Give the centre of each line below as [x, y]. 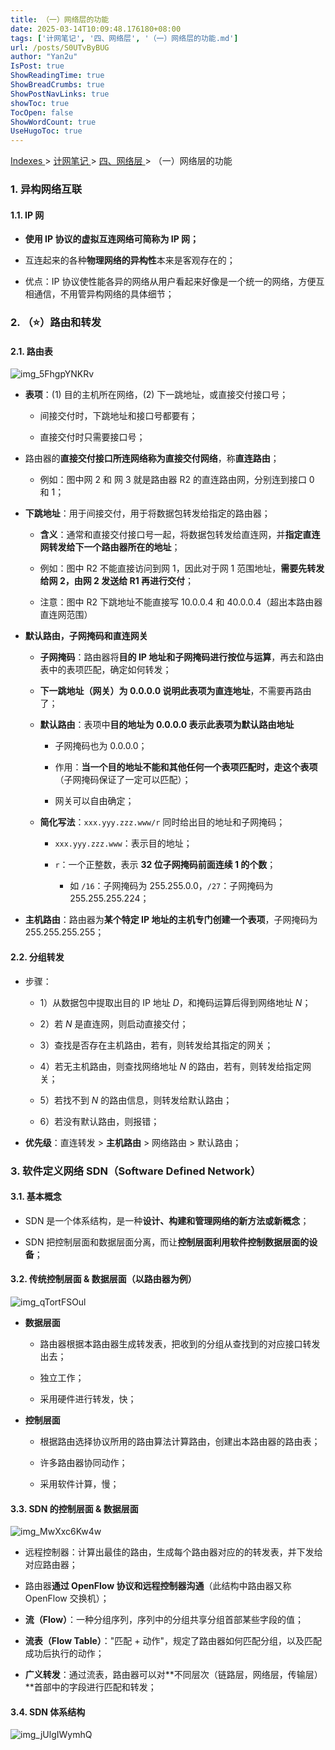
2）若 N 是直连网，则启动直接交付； [114, 1023]
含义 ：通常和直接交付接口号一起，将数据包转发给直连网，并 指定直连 [180, 535]
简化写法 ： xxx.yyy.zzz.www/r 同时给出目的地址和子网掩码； [162, 822]
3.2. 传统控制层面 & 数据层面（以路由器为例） [103, 1279]
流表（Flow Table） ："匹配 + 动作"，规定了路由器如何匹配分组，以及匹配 [173, 1641]
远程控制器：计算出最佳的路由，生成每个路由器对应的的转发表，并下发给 [173, 1552]
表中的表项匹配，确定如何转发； [105, 670]
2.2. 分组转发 [37, 957]
